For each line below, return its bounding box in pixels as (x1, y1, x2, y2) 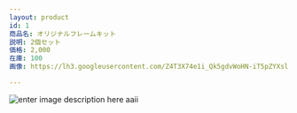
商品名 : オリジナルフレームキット (9, 29, 117, 38)
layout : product (9, 12, 69, 22)
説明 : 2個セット (9, 37, 61, 47)
